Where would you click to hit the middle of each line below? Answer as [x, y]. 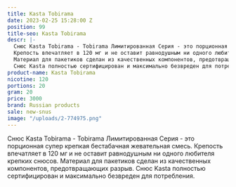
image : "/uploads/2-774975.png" [54, 118]
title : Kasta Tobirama [40, 14]
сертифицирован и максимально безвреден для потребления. [101, 176]
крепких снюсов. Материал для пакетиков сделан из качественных [109, 161]
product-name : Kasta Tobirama [52, 72]
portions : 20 [26, 86]
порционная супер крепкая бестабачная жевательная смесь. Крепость [115, 146]
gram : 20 [20, 92]
